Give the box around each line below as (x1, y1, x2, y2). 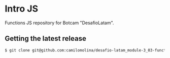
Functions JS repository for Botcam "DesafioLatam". (5, 20, 114, 26)
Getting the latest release (5, 34, 87, 43)
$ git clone (5, 47, 30, 53)
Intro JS (5, 3, 39, 15)
